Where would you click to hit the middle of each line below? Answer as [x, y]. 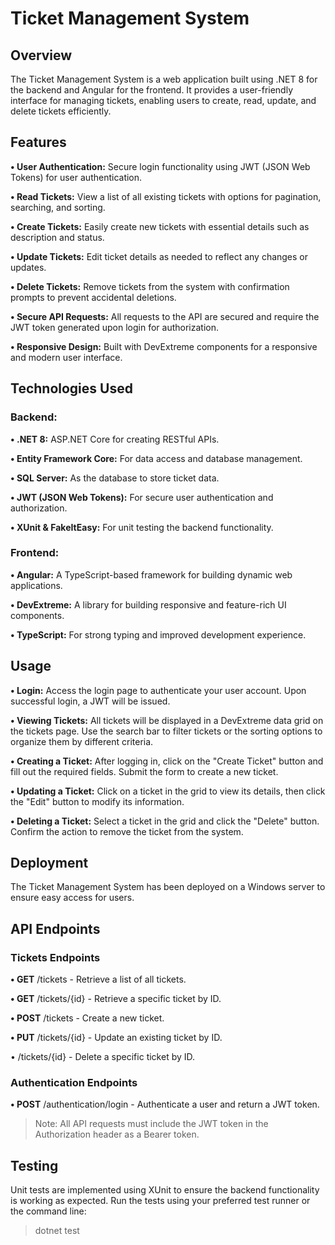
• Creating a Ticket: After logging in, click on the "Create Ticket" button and [167, 761]
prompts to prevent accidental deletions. [93, 297]
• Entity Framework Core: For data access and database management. [156, 458]
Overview [41, 55]
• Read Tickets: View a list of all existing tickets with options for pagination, [166, 196]
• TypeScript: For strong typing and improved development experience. [158, 634]
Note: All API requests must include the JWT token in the [151, 1124]
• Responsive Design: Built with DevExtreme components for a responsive [164, 346]
